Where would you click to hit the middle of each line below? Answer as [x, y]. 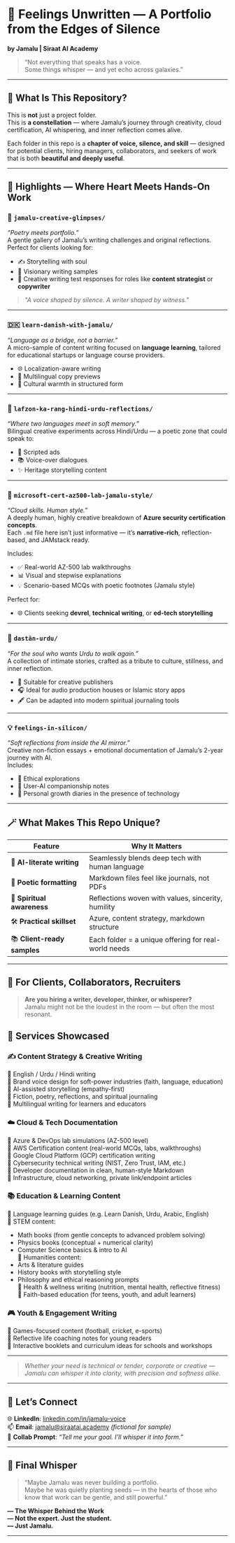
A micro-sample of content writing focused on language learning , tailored [114, 347]
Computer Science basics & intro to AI [72, 1250]
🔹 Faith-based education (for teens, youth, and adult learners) [107, 1294]
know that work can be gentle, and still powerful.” [96, 1497]
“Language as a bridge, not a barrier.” [63, 340]
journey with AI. [30, 758]
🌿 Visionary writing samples [57, 271]
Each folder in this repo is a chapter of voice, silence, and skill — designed [116, 143]
